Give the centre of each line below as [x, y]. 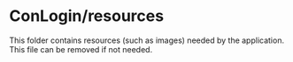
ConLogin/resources [87, 16]
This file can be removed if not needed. [81, 49]
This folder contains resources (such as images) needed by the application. [147, 40]
